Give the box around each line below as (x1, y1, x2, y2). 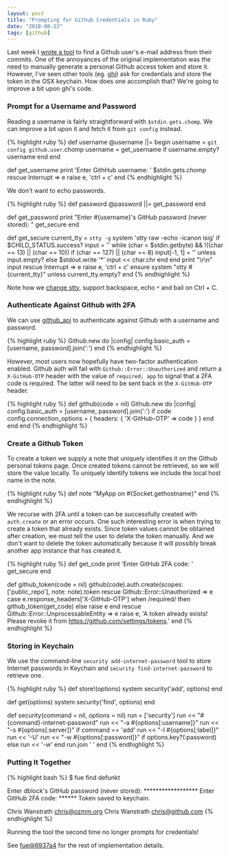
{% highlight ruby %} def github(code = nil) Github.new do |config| (7, 400, 196, 408)
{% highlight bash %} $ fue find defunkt (7, 773, 120, 781)
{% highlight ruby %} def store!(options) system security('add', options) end (7, 684, 223, 693)
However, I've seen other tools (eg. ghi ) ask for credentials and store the (7, 70, 211, 78)
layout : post (7, 10, 45, 17)
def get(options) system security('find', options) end (7, 698, 155, 706)
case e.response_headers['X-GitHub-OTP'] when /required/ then (7, 595, 191, 603)
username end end (7, 152, 60, 161)
